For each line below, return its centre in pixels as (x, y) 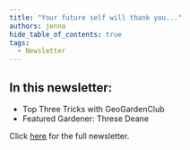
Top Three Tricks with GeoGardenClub (93, 109)
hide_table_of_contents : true (66, 34)
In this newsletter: (61, 88)
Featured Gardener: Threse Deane (86, 119)
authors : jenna (38, 26)
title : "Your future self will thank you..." (95, 18)
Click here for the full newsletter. (69, 136)
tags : (19, 43)
